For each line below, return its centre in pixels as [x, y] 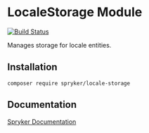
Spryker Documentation [42, 121]
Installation [32, 67]
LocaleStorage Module [75, 12]
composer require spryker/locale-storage [69, 83]
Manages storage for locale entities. [59, 45]
